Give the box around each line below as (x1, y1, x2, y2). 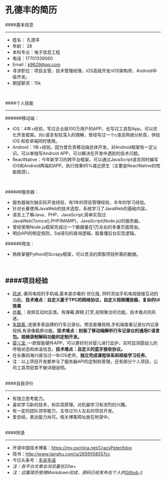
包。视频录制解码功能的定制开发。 (12, 333, 82, 339)
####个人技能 (5, 100, 34, 106)
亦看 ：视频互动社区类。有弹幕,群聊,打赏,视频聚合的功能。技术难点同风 (12, 309, 156, 315)
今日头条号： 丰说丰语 (12, 457, 56, 463)
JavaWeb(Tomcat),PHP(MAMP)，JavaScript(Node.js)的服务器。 (12, 218, 143, 223)
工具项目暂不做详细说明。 (16, 365, 69, 370)
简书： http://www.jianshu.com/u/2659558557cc (12, 451, 111, 457)
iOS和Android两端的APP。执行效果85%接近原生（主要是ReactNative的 (12, 162, 157, 168)
